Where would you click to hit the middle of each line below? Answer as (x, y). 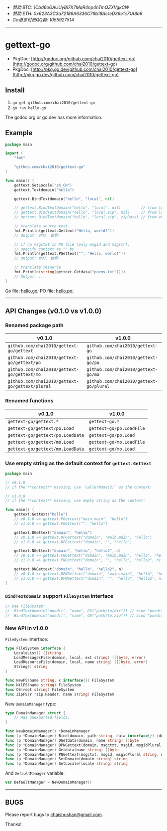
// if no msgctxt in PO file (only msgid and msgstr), (72, 244)
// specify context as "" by (44, 249)
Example (19, 133)
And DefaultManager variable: (35, 773)
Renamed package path (34, 325)
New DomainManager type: (31, 704)
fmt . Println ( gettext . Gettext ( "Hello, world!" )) (64, 231)
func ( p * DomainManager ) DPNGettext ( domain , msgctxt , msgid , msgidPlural (83, 745)
